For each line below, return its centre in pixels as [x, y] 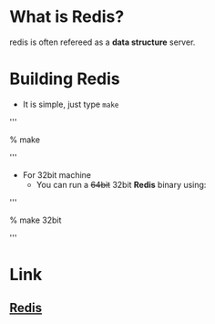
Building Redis [65, 79]
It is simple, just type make [71, 104]
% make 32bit [36, 220]
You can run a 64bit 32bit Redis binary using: [121, 184]
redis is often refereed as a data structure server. [102, 42]
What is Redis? [67, 17]
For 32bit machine [57, 174]
